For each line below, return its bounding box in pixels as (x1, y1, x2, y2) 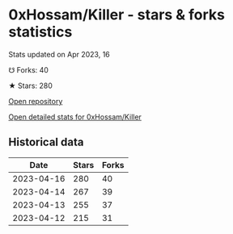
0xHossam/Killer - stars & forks (8, 6, 225, 24)
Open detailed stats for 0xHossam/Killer (8, 111, 142, 122)
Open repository (8, 96, 63, 106)
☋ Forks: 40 (8, 65, 49, 74)
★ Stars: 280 (8, 81, 53, 90)
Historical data (8, 136, 84, 149)
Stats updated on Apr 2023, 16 (8, 49, 111, 59)
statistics (8, 23, 73, 41)
